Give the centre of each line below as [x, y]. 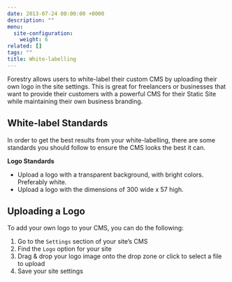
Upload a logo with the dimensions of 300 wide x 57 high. [100, 189]
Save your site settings [50, 271]
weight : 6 [34, 40]
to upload [31, 264]
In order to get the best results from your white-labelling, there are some [111, 140]
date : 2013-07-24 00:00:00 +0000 [56, 14]
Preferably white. [42, 181]
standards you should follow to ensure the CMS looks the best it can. [107, 147]
